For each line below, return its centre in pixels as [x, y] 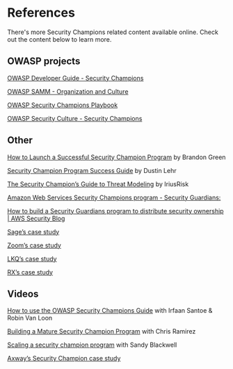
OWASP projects [44, 61]
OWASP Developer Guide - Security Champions [75, 78]
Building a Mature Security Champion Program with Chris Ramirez [102, 331]
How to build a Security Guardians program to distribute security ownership [115, 211]
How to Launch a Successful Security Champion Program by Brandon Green [116, 157]
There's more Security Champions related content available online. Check [113, 32]
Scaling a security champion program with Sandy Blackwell [92, 345]
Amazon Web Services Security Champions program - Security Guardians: [114, 197]
